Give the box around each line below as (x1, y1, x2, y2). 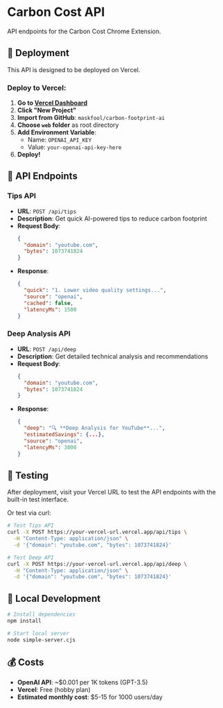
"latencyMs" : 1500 (24, 306, 77, 313)
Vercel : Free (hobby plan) (17, 686, 91, 694)
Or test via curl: (7, 509, 51, 517)
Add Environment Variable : (17, 128, 97, 137)
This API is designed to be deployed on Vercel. (7, 65, 141, 74)
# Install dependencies (7, 611, 76, 618)
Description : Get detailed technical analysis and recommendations (17, 352, 208, 361)
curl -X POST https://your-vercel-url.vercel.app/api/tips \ (7, 528, 188, 536)
